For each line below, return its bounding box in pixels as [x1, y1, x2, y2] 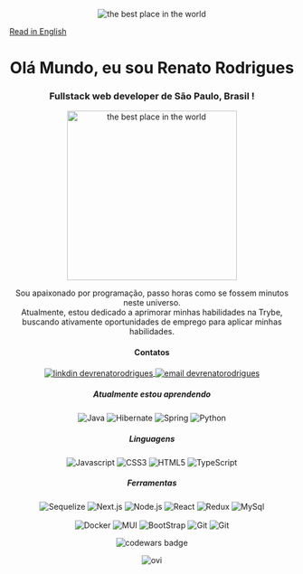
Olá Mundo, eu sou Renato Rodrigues [9, 58, 295, 79]
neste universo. [123, 297, 181, 308]
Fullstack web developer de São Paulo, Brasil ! [49, 90, 255, 103]
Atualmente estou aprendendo [93, 389, 211, 400]
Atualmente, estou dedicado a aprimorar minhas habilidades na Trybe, [21, 307, 283, 318]
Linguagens [128, 433, 175, 444]
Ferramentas [127, 477, 177, 488]
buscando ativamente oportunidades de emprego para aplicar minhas [22, 316, 282, 327]
